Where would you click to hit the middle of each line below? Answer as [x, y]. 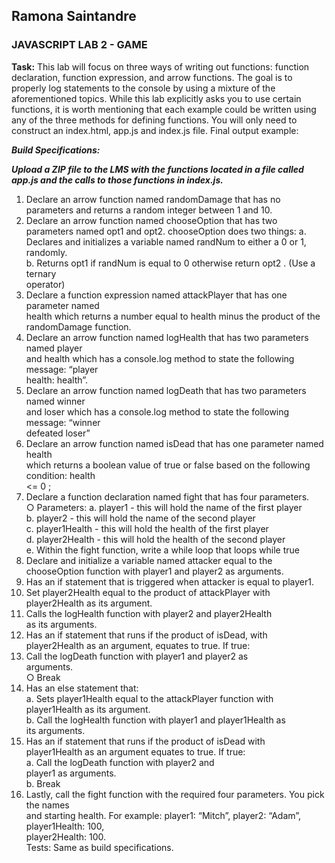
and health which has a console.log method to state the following [160, 358]
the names [47, 805]
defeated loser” [58, 433]
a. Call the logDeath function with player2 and [120, 762]
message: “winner [63, 422]
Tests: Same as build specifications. [99, 847]
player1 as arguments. [71, 773]
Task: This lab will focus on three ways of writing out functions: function [160, 66]
